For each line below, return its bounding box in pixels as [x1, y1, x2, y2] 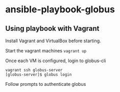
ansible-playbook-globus [5, 4, 115, 15]
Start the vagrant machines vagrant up [5, 48, 87, 53]
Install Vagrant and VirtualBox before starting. [5, 38, 101, 44]
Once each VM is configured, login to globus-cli [5, 58, 106, 64]
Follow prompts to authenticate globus [5, 81, 86, 87]
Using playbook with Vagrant [5, 24, 100, 33]
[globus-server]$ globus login [5, 72, 72, 77]
